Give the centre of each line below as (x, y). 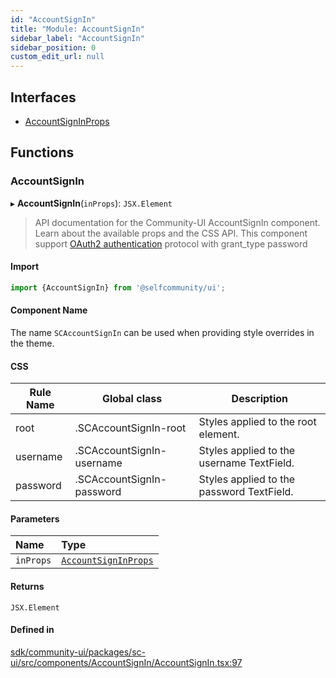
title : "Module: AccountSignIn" (77, 29)
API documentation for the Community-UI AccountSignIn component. (177, 222)
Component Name (49, 310)
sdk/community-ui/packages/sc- (78, 652)
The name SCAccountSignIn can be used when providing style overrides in (162, 332)
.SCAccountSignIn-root (130, 428)
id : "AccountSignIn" (53, 19)
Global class (132, 399)
